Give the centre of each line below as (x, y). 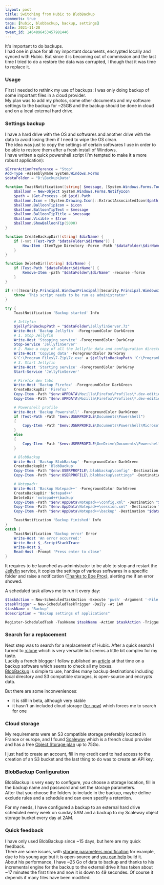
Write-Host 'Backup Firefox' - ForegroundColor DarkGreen (73, 385)
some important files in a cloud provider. (46, 95)
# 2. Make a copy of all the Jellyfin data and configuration (78, 349)
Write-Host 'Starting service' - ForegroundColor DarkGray (74, 367)
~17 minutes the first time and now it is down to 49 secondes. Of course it (79, 872)
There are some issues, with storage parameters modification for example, (80, 851)
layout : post (18, 10)
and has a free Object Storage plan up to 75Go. (52, 744)
